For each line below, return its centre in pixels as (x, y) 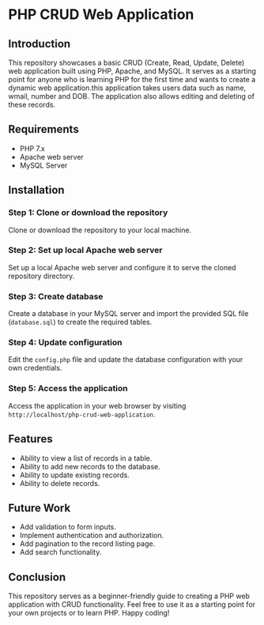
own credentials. (35, 368)
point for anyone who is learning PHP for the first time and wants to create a (132, 79)
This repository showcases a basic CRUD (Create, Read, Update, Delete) (126, 62)
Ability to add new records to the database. (90, 466)
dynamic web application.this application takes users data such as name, (127, 88)
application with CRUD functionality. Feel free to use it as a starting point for (132, 604)
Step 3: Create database (56, 296)
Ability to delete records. (60, 483)
